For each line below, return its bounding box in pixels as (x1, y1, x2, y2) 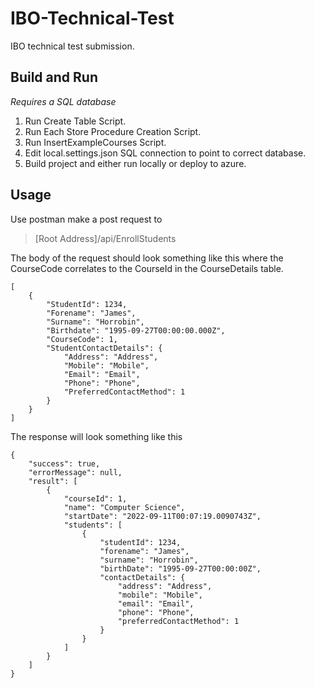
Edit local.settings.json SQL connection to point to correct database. (24, 147, 307, 159)
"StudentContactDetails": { (46, 343, 163, 353)
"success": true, (28, 458, 101, 469)
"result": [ (28, 476, 78, 486)
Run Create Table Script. (24, 115, 127, 127)
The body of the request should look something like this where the (10, 252, 284, 264)
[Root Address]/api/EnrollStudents (34, 232, 177, 244)
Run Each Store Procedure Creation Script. (24, 125, 202, 137)
